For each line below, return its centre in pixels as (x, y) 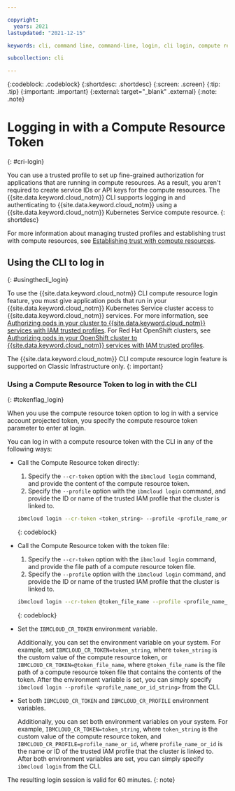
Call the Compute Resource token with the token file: (93, 546)
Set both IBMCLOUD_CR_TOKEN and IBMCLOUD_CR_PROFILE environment (113, 700)
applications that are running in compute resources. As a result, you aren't (114, 183)
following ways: (30, 449)
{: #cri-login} (26, 162)
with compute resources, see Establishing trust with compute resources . (112, 241)
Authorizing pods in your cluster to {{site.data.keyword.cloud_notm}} (107, 323)
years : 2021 (31, 26)
